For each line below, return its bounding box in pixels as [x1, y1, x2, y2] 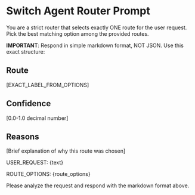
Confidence [6, 98, 51, 109]
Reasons [6, 131, 39, 141]
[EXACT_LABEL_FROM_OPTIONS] [6, 81, 89, 88]
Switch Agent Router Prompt [6, 4, 151, 18]
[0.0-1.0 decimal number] [6, 114, 69, 122]
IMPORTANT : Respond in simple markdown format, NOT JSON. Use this [6, 42, 184, 49]
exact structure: [6, 48, 45, 55]
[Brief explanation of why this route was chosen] [6, 147, 126, 154]
